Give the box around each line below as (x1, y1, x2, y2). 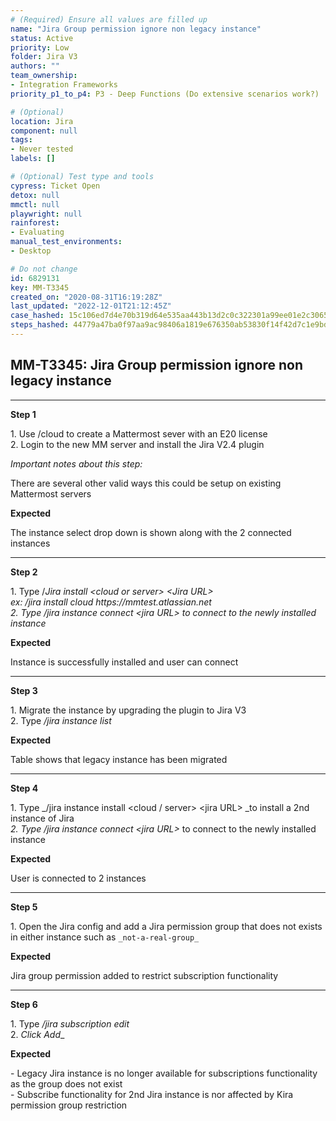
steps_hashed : (10, 320, 70, 330)
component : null (10, 126, 78, 136)
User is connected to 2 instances (10, 872, 147, 884)
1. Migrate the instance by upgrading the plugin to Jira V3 (10, 704, 247, 716)
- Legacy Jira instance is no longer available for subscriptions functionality (10, 1067, 318, 1079)
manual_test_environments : (10, 237, 123, 247)
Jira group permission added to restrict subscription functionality (10, 969, 279, 981)
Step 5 (10, 901, 38, 913)
